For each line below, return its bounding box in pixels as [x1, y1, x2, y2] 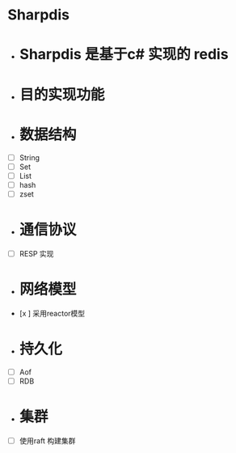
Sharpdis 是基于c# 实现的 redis [19, 45, 229, 64]
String [19, 152, 40, 163]
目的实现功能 [19, 85, 105, 104]
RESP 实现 [19, 248, 54, 258]
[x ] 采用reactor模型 [19, 308, 86, 318]
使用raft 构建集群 [19, 435, 76, 446]
